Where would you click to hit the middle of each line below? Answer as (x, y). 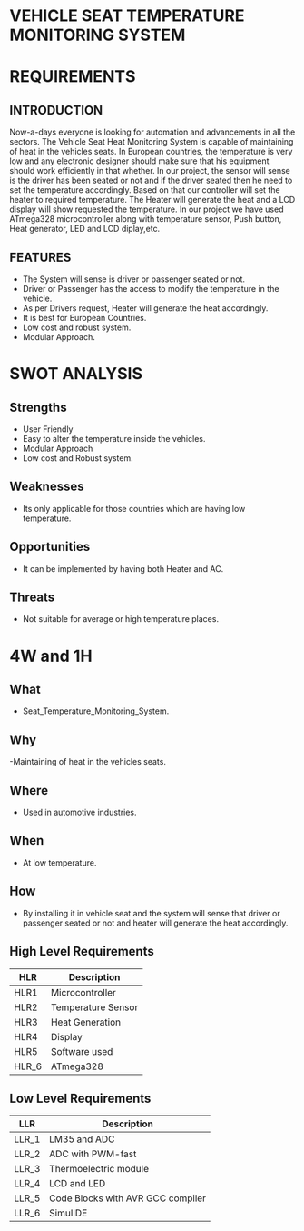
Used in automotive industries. (80, 812)
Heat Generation (86, 1022)
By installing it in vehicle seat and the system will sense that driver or (151, 913)
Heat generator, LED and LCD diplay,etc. (85, 229)
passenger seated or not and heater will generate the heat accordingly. (155, 923)
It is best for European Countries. (84, 318)
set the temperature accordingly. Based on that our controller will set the (145, 190)
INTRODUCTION (56, 110)
